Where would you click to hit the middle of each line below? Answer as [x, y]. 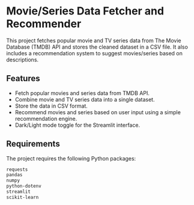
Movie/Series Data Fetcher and [85, 11]
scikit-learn [23, 197]
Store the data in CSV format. [51, 106]
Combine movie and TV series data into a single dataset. [85, 99]
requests [17, 170]
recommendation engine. [46, 118]
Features [23, 78]
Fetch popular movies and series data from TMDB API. [82, 93]
